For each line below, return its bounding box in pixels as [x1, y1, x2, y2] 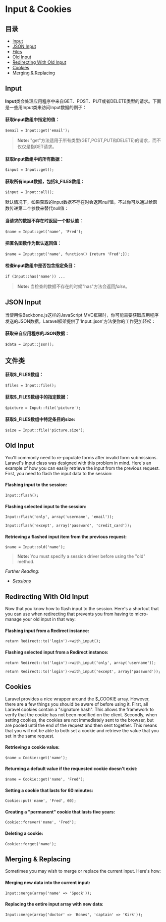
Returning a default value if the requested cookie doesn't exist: [5, 766, 138, 772]
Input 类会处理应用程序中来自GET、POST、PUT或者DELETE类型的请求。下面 [5, 98, 162, 104]
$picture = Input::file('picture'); [5, 405, 81, 410]
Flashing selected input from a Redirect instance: [5, 649, 109, 656]
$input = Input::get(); [5, 167, 55, 172]
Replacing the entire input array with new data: [5, 901, 104, 907]
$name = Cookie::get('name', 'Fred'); [5, 777, 85, 782]
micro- [134, 611, 149, 617]
